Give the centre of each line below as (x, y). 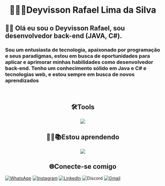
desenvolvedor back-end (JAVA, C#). (64, 36)
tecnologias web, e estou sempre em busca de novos (70, 74)
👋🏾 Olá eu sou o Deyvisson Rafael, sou (65, 28)
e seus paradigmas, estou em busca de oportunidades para (78, 56)
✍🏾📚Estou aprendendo (83, 137)
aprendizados (22, 80)
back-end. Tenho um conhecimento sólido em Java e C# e (76, 68)
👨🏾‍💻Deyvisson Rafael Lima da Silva (83, 10)
